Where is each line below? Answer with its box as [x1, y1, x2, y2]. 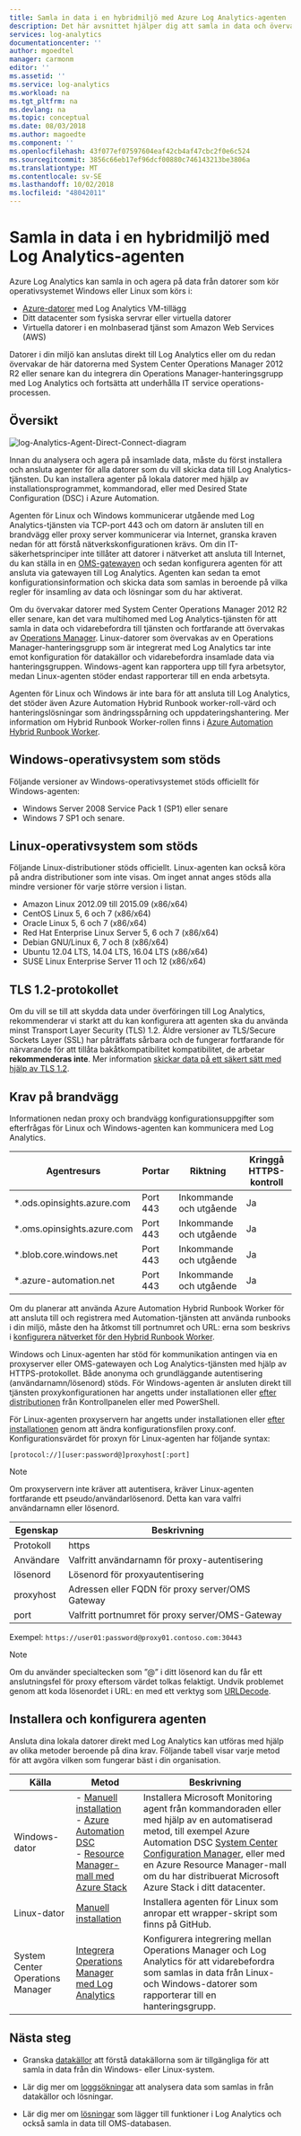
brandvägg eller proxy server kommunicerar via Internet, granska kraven [9, 529, 278, 540]
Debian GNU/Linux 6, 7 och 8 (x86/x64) [21, 937, 169, 948]
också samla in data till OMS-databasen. [21, 2117, 172, 2129]
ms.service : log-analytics [9, 80, 110, 89]
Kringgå [249, 1153, 285, 1166]
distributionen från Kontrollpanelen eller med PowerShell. [9, 1397, 220, 1407]
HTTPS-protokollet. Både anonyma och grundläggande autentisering [9, 1368, 263, 1379]
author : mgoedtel [9, 47, 74, 56]
